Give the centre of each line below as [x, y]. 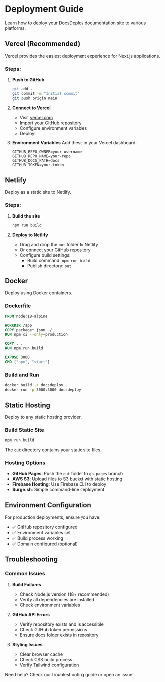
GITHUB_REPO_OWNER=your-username [47, 152]
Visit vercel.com [36, 117]
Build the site [26, 216]
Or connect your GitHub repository [55, 250]
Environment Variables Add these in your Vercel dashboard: [74, 142]
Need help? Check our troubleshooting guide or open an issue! [70, 674]
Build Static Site [25, 430]
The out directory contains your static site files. [53, 450]
